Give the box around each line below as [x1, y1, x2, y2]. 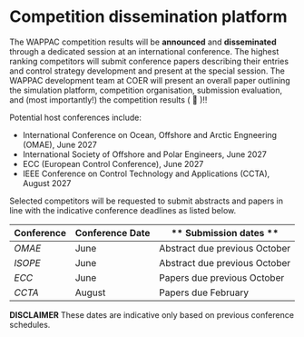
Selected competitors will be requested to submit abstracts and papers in [9, 195, 284, 206]
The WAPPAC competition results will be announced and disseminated [9, 36, 277, 47]
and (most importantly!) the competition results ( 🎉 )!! [9, 94, 208, 105]
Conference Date [74, 226, 151, 239]
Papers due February [158, 286, 250, 299]
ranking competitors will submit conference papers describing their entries [9, 55, 289, 66]
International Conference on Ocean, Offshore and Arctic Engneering [22, 129, 278, 140]
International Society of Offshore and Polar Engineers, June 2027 [22, 148, 268, 160]
